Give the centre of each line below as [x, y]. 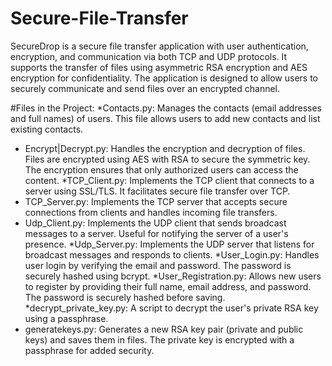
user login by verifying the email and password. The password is [158, 265]
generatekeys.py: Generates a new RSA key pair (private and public [164, 329]
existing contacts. [47, 129]
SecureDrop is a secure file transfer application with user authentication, [159, 46]
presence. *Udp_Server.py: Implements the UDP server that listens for [169, 244]
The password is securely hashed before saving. [125, 297]
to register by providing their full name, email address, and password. [168, 286]
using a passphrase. [66, 318]
